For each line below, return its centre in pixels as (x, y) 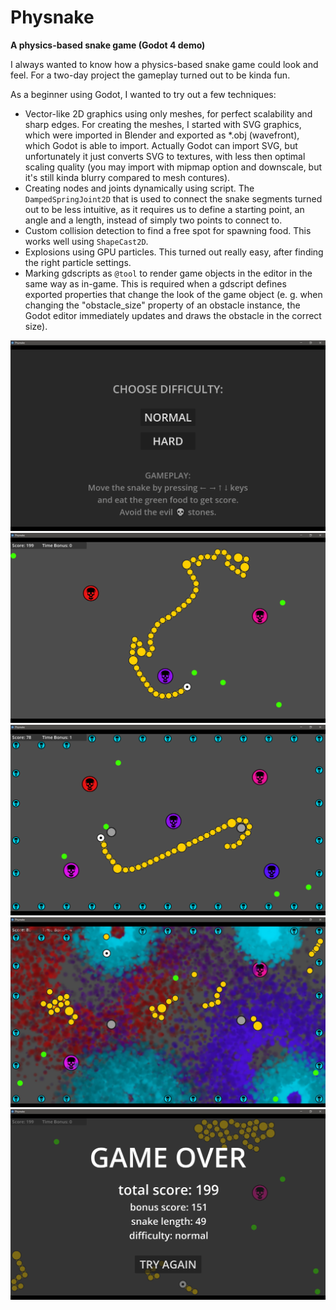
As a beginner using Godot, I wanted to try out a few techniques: (143, 94)
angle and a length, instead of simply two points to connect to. (153, 220)
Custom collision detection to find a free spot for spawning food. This (168, 230)
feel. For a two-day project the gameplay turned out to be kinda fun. (150, 75)
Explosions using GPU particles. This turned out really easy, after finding (174, 252)
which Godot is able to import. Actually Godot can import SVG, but (161, 145)
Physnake (52, 17)
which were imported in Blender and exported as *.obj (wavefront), (162, 135)
